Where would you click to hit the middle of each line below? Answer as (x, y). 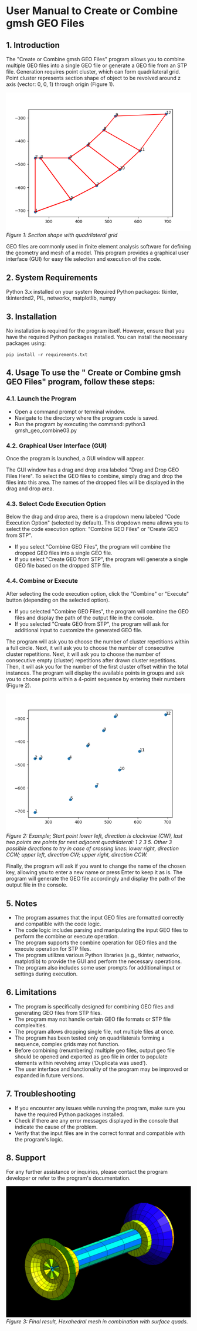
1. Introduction (33, 45)
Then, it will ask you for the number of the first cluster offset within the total (97, 666)
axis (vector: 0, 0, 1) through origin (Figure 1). (60, 84)
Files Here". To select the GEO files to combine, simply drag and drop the (94, 476)
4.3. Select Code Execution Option (56, 503)
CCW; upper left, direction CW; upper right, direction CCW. (77, 855)
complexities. (30, 1025)
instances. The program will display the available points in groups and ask (95, 673)
